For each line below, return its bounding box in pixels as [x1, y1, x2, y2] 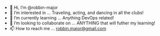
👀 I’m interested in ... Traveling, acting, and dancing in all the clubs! [9, 10, 144, 16]
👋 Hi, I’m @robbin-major [9, 5, 58, 10]
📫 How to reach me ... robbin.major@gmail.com [9, 26, 107, 31]
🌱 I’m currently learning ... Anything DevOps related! [9, 15, 114, 20]
